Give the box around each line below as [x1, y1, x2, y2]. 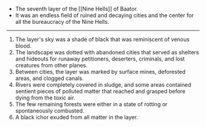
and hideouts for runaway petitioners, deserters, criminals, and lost [15, 55, 185, 62]
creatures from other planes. [15, 62, 88, 69]
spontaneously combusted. [15, 107, 85, 114]
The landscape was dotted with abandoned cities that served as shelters [15, 49, 199, 56]
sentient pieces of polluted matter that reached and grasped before [15, 88, 186, 95]
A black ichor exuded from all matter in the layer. [15, 114, 138, 121]
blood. [15, 42, 32, 49]
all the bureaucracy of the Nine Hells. [15, 18, 109, 25]
